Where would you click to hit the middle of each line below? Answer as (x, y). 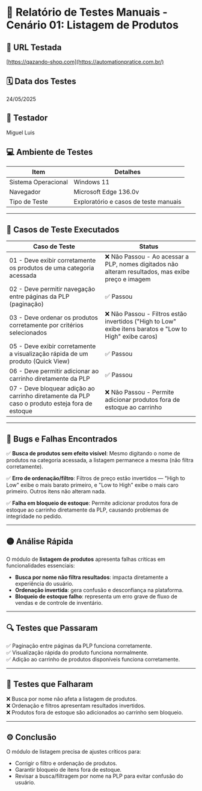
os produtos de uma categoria (52, 268)
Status (149, 246)
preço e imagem (128, 280)
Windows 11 (92, 182)
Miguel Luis (20, 133)
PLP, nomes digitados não (142, 264)
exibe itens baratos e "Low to (146, 329)
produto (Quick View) (40, 361)
